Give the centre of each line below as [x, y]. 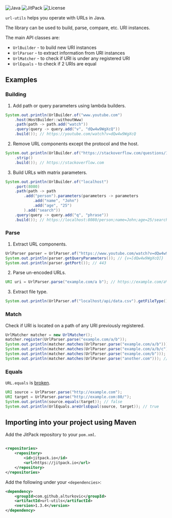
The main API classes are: [33, 38]
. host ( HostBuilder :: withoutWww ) [49, 120]
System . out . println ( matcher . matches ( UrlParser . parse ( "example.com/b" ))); [86, 354]
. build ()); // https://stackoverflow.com [59, 163]
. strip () [24, 158]
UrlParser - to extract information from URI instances [69, 53]
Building [16, 95]
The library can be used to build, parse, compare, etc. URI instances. [78, 28]
